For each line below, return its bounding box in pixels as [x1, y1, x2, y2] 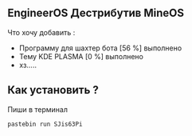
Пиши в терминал [7, 104, 69, 114]
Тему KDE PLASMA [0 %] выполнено [18, 51, 144, 61]
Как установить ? [7, 83, 99, 97]
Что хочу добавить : [7, 27, 76, 37]
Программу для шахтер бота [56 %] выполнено [18, 43, 182, 53]
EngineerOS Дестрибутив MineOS [7, 6, 185, 20]
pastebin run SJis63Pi [7, 120, 83, 128]
